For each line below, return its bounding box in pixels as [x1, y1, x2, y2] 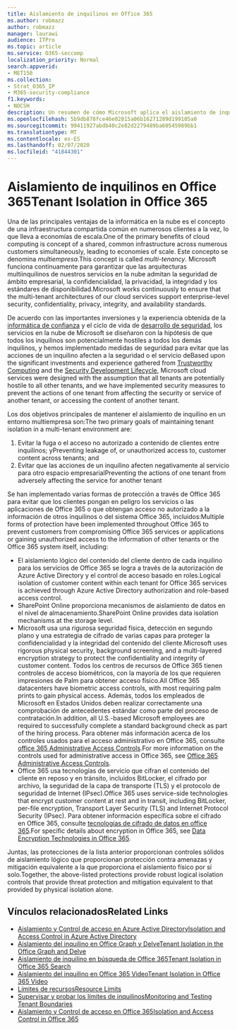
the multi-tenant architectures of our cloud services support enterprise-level [7, 292, 229, 300]
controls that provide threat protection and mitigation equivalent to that [7, 877, 213, 886]
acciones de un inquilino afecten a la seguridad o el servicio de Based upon [7, 351, 226, 359]
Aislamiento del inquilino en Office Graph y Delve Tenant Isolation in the [17, 940, 224, 948]
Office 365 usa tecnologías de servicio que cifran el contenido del [17, 766, 210, 775]
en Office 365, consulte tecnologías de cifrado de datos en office [17, 819, 207, 827]
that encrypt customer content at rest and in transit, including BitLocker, [17, 796, 227, 804]
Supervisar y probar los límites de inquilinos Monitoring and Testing [17, 992, 212, 1000]
